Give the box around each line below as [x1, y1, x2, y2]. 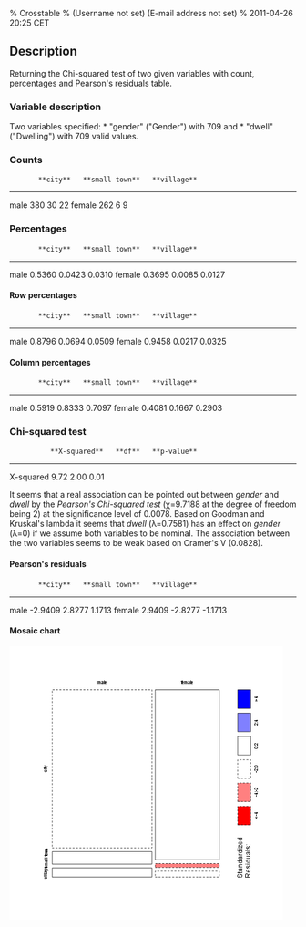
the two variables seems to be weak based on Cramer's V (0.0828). [9, 538, 264, 549]
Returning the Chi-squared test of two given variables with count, [9, 67, 255, 78]
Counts [9, 154, 43, 167]
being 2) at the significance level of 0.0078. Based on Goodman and [9, 509, 265, 520]
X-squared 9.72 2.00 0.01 [9, 471, 105, 482]
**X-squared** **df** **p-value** [49, 447, 198, 457]
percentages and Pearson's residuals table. [9, 77, 173, 88]
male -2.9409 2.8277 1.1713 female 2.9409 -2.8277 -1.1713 [9, 604, 228, 615]
